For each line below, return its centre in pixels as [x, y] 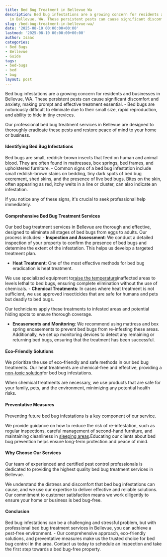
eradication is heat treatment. [42, 269]
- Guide [13, 56]
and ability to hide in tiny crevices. [40, 115]
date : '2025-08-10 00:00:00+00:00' [42, 28]
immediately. [18, 204]
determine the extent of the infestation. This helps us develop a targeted [79, 248]
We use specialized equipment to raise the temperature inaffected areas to [80, 278]
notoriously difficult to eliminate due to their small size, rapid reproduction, [81, 109]
